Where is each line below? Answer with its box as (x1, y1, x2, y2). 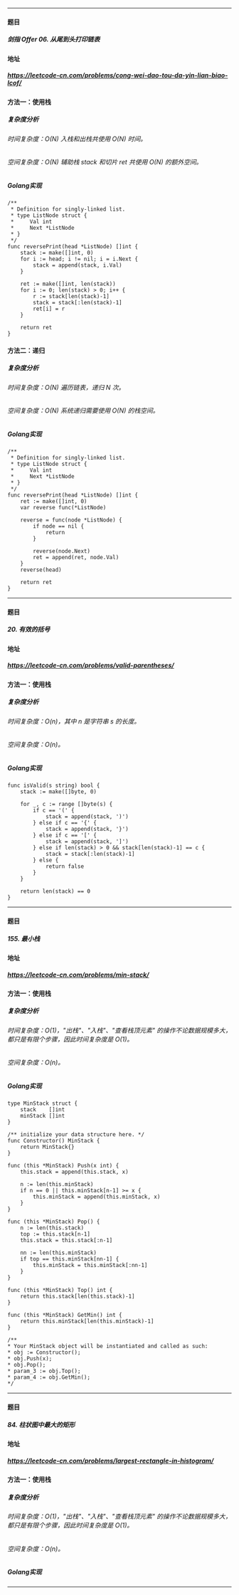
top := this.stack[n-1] (20, 1231, 91, 1238)
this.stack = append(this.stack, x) (20, 1168, 129, 1176)
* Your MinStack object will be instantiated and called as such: (7, 1342, 208, 1350)
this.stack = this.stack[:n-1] (20, 1237, 113, 1244)
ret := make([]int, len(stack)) (20, 280, 116, 288)
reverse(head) (20, 566, 62, 573)
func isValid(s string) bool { (7, 782, 100, 790)
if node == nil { (33, 523, 84, 530)
